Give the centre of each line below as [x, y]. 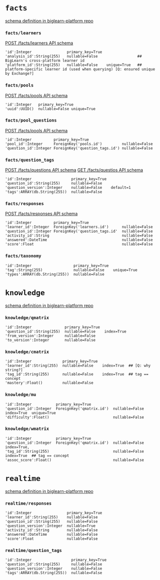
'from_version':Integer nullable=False [50, 336]
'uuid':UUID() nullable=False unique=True [50, 109]
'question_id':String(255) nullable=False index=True [66, 331]
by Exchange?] [20, 74]
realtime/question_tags [34, 550]
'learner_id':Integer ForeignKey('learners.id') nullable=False [79, 227]
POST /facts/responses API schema [41, 214]
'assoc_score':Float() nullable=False [75, 460]
